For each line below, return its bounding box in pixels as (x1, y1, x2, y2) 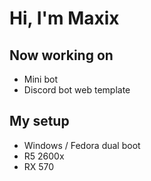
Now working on (9, 47, 114, 64)
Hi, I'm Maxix (9, 7, 120, 30)
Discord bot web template (23, 84, 131, 96)
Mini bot (23, 73, 58, 85)
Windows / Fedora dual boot (23, 139, 141, 151)
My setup (9, 113, 70, 130)
